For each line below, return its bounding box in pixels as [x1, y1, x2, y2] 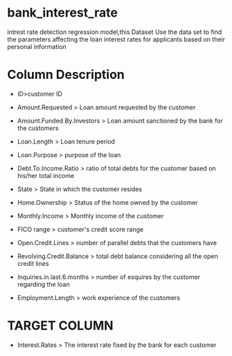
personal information [7, 42, 67, 51]
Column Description [7, 67, 125, 82]
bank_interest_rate [7, 5, 118, 21]
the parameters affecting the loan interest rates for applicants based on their [7, 35, 225, 43]
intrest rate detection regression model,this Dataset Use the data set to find [7, 28, 222, 36]
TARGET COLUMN [7, 318, 114, 334]
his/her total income [17, 171, 75, 179]
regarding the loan [17, 280, 71, 288]
